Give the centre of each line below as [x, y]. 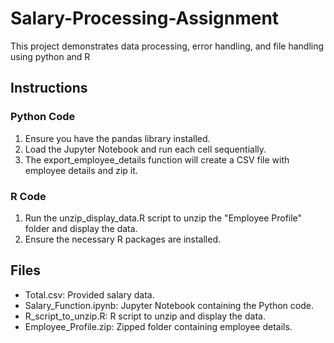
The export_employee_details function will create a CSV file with [157, 159]
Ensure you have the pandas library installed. [117, 138]
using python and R [50, 56]
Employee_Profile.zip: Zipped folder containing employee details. [158, 326]
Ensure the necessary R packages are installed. [123, 239]
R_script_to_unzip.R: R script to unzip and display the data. [145, 316]
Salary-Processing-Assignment [145, 18]
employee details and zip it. [81, 170]
